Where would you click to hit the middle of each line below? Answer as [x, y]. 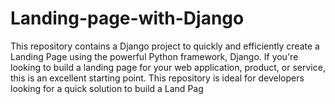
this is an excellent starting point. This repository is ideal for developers [157, 78]
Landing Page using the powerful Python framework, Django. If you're [154, 56]
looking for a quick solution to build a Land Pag [107, 88]
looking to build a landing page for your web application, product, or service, [168, 67]
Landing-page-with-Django [127, 18]
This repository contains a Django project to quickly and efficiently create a [165, 46]
